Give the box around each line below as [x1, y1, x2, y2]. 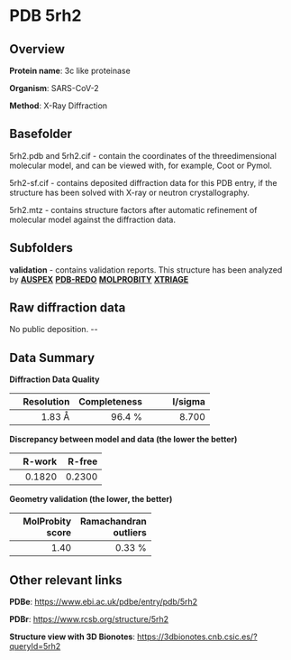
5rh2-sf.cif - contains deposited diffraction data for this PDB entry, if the [9, 177, 277, 188]
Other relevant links [9, 572, 123, 588]
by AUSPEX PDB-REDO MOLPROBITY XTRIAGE [9, 274, 189, 284]
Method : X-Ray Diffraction [9, 100, 108, 111]
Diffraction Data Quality [9, 374, 100, 385]
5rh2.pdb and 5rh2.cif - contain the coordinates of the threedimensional [9, 150, 277, 161]
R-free [67, 455, 98, 468]
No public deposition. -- [9, 324, 98, 335]
